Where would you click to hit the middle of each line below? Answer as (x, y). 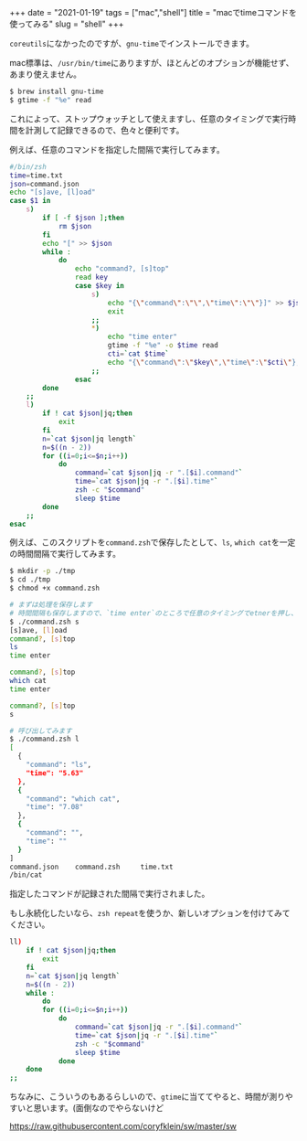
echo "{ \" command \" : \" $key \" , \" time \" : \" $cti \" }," (206, 362)
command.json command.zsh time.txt (91, 867)
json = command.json (44, 184)
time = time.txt (37, 176)
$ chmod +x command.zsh (55, 588)
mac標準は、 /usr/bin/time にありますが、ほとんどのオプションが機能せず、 (152, 63)
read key (91, 277)
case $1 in (30, 201)
